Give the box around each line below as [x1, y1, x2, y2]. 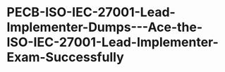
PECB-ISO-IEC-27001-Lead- [6, 4, 176, 20]
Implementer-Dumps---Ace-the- [6, 19, 203, 35]
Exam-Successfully [6, 49, 124, 66]
